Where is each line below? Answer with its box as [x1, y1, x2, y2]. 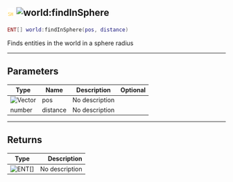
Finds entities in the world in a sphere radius [7, 39, 134, 47]
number [10, 106, 33, 114]
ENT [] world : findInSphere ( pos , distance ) [7, 26, 129, 33]
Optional [120, 86, 146, 94]
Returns [7, 134, 43, 146]
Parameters [7, 65, 59, 77]
